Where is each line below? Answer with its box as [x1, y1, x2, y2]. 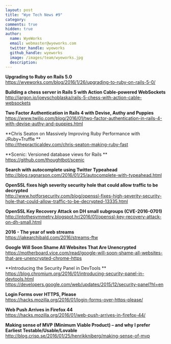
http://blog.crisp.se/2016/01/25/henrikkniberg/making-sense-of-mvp [5, 333, 151, 339]
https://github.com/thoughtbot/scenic [5, 157, 85, 163]
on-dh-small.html [5, 219, 42, 225]
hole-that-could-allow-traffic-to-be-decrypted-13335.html [5, 198, 129, 204]
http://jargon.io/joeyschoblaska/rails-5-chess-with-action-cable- [5, 95, 142, 101]
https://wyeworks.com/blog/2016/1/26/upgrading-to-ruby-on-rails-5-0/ [5, 79, 156, 85]
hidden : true [5, 27, 33, 32]
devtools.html [5, 276, 34, 282]
